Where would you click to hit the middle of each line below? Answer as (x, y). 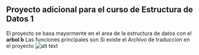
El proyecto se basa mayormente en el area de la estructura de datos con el (99, 33)
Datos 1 (20, 19)
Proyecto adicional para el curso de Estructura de (100, 10)
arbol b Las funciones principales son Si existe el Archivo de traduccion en (98, 39)
